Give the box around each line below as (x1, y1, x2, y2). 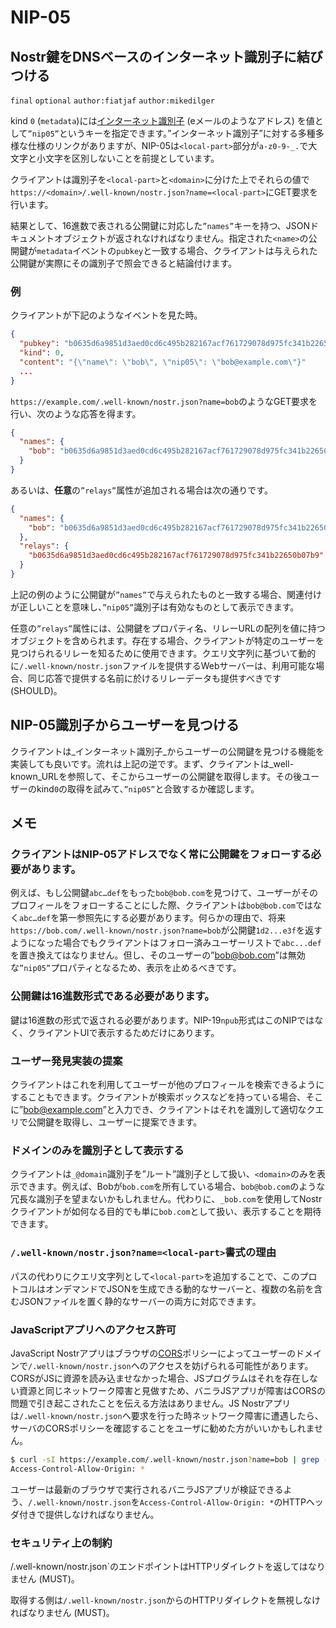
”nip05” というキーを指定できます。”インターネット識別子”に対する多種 (27, 127, 316, 139)
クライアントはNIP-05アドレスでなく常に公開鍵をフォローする (10, 847, 312, 861)
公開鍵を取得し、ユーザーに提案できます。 (27, 1116, 203, 1128)
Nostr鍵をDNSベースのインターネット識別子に (10, 48, 297, 65)
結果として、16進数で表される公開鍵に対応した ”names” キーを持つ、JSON (10, 220, 311, 231)
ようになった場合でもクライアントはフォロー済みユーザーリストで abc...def (10, 937, 322, 949)
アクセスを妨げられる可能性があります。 (148, 1359, 314, 1371)
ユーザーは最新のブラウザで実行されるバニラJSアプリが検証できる (10, 1483, 284, 1495)
